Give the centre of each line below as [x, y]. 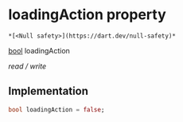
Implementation [49, 91]
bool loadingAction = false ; [56, 109]
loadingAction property [88, 15]
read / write [27, 66]
